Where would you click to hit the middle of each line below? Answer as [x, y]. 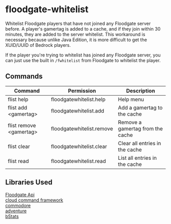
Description [140, 91]
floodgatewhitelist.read [78, 161]
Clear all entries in [139, 143]
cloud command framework [34, 200]
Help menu [131, 99]
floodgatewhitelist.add [77, 110]
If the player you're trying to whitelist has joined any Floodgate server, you [83, 55]
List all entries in [137, 158]
